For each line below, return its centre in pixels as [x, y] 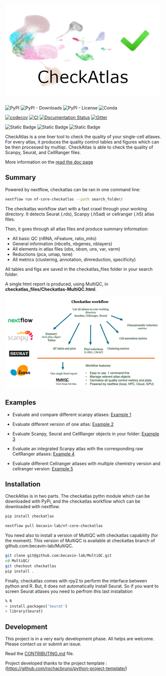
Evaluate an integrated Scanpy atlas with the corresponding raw [78, 448]
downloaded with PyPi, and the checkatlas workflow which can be [73, 501]
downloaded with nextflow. [33, 507]
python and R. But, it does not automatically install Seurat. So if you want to [82, 586]
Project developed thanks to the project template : [56, 663]
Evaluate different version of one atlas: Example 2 [63, 424]
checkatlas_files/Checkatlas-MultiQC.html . [51, 289]
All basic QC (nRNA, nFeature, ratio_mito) [54, 238]
